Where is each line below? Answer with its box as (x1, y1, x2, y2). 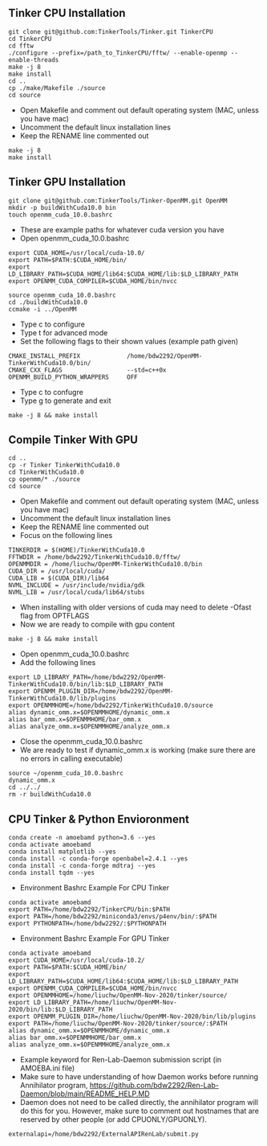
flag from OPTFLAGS (19, 611, 90, 621)
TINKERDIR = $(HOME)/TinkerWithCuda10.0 (8, 546, 146, 554)
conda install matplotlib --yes (8, 848, 116, 856)
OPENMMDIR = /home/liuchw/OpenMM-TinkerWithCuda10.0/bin (8, 561, 203, 569)
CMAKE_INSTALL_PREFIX (8, 351, 81, 360)
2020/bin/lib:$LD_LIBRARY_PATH (8, 1005, 113, 1014)
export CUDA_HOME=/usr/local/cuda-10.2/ (8, 956, 146, 964)
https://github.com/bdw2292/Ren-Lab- (89, 1081, 219, 1091)
